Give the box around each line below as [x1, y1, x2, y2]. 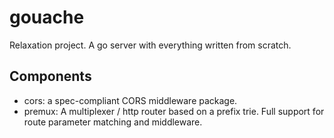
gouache [9, 6, 85, 29]
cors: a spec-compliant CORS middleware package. [23, 94, 238, 106]
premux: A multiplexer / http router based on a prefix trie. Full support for [23, 105, 325, 117]
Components [9, 68, 92, 85]
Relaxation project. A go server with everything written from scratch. [9, 39, 292, 51]
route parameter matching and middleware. [23, 116, 203, 128]
